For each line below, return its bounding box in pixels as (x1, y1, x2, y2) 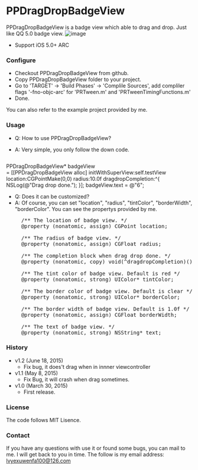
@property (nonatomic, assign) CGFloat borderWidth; (21, 312, 177, 318)
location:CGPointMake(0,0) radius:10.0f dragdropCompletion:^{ (6, 175, 160, 182)
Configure (6, 56, 36, 64)
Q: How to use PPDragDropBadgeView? (14, 134, 111, 141)
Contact (6, 432, 30, 440)
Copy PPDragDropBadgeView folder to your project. (14, 76, 142, 83)
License (6, 403, 30, 411)
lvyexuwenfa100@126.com (6, 457, 71, 465)
